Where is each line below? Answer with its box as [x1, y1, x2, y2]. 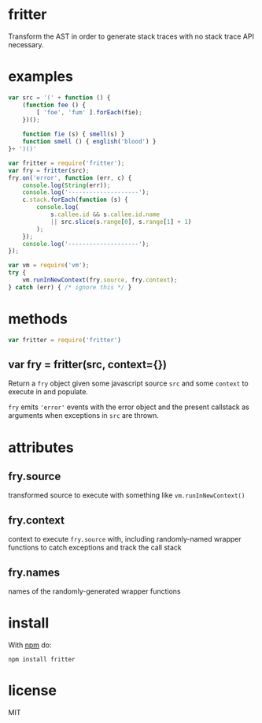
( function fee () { [22, 101, 87, 109]
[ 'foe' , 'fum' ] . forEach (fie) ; [36, 108, 143, 116]
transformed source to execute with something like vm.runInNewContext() [8, 490, 245, 500]
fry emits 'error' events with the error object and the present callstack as [8, 402, 249, 412]
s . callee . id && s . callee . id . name [50, 211, 160, 218]
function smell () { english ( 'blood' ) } [22, 138, 157, 146]
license [8, 682, 57, 699]
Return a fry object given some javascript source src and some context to [8, 378, 249, 388]
